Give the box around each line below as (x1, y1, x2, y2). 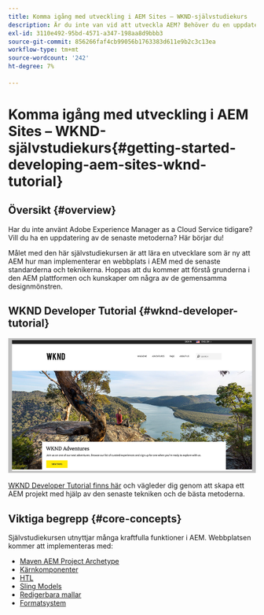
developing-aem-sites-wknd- (8, 156, 207, 173)
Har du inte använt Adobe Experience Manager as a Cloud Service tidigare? (8, 224, 253, 234)
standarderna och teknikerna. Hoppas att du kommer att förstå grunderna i (8, 264, 250, 274)
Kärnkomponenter (19, 565, 79, 574)
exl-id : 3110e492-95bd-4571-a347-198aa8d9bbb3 (8, 29, 163, 37)
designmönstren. (8, 282, 63, 291)
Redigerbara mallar (19, 590, 82, 599)
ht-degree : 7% (8, 63, 55, 71)
